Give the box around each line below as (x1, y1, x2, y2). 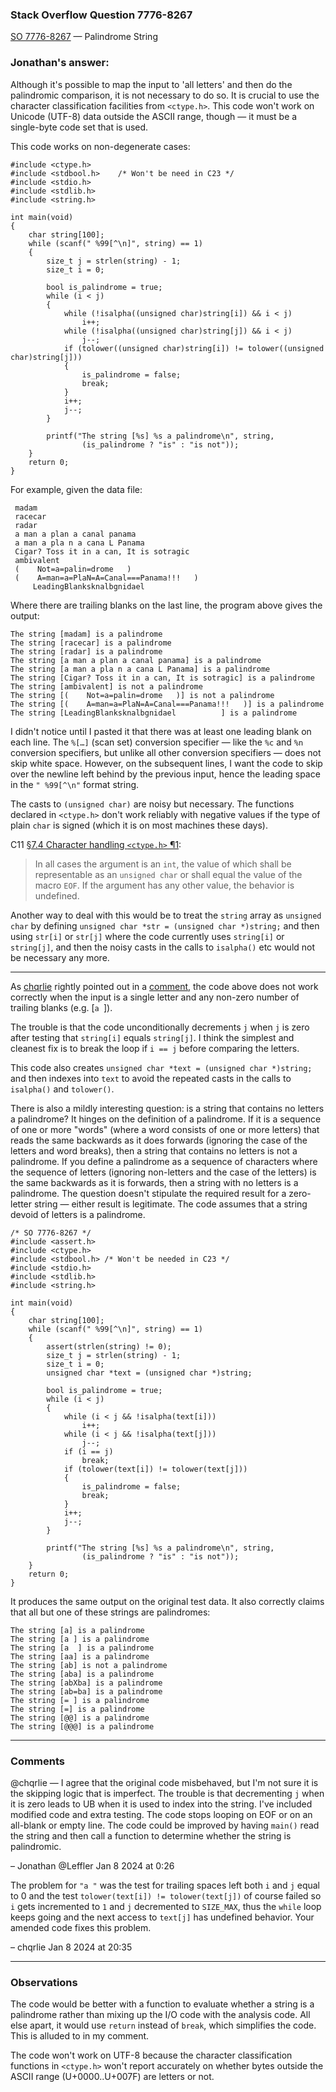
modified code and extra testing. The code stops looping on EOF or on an (10, 1808, 313, 1820)
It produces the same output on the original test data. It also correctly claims (10, 1595, 325, 1607)
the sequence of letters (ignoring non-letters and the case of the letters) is (10, 1166, 317, 1178)
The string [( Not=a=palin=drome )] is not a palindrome (10, 690, 275, 700)
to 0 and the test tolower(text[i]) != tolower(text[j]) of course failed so (10, 1889, 322, 1902)
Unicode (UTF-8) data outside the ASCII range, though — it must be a (10, 110, 298, 122)
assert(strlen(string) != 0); (46, 1341, 172, 1352)
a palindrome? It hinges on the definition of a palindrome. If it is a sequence (10, 1113, 322, 1125)
